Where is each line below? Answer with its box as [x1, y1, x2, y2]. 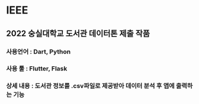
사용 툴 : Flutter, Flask [6, 65, 68, 73]
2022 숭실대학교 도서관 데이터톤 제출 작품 [6, 28, 150, 38]
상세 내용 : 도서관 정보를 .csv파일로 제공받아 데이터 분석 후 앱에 [6, 82, 175, 90]
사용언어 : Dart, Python [6, 48, 71, 56]
